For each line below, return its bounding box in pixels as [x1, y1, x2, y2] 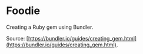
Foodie [6, 4, 40, 18]
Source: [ [6, 35, 28, 42]
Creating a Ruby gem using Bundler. [6, 23, 94, 31]
